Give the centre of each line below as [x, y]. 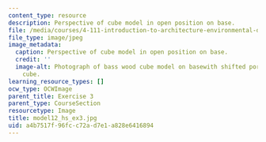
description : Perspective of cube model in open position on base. [122, 23]
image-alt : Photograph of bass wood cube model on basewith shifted [131, 67]
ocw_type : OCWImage [40, 89]
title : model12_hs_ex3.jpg [53, 118]
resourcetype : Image [42, 111]
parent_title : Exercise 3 [51, 96]
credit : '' [33, 60]
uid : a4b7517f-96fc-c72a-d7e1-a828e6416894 [81, 125]
